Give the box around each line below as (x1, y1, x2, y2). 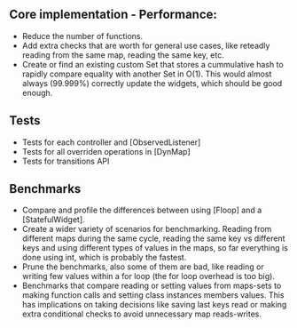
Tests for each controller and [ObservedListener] (21, 137, 201, 148)
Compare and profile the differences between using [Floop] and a (21, 204, 262, 216)
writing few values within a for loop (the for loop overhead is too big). (21, 271, 275, 282)
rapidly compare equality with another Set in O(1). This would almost (21, 68, 272, 79)
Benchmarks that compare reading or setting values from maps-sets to (21, 280, 282, 292)
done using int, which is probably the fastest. (21, 252, 187, 263)
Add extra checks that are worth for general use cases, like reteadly (21, 40, 270, 51)
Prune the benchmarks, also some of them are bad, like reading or (21, 261, 264, 272)
